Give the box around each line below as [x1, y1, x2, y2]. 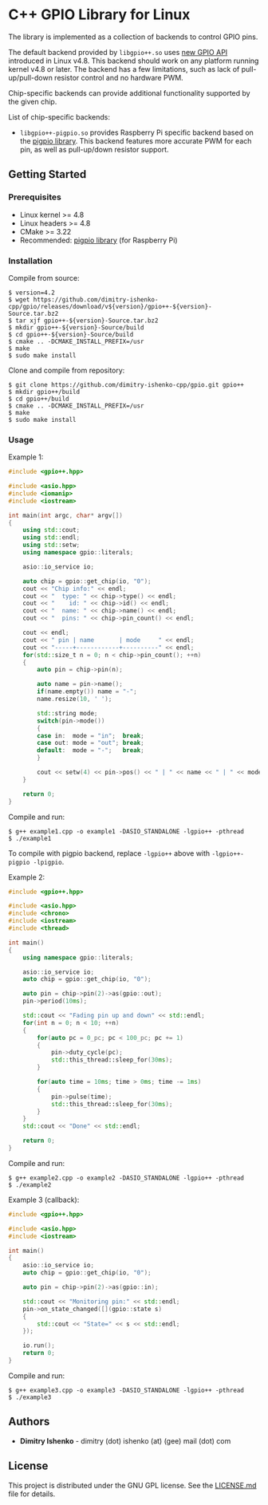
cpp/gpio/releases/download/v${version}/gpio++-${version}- [8, 302, 213, 310]
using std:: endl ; [22, 534, 81, 542]
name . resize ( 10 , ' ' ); [37, 695, 112, 703]
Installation [8, 255, 53, 266]
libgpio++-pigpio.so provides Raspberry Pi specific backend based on [19, 128, 254, 137]
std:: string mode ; [37, 709, 98, 717]
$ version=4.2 [8, 289, 56, 297]
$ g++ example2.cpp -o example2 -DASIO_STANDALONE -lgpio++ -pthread [8, 1174, 245, 1182]
